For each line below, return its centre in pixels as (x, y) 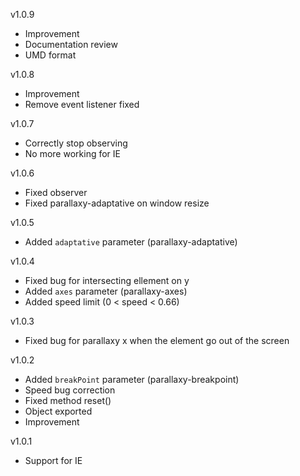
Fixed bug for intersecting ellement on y (107, 280)
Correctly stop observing (76, 143)
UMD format (50, 55)
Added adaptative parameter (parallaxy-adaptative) (131, 242)
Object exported (58, 411)
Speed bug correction (70, 390)
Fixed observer (56, 192)
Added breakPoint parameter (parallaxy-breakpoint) (132, 379)
